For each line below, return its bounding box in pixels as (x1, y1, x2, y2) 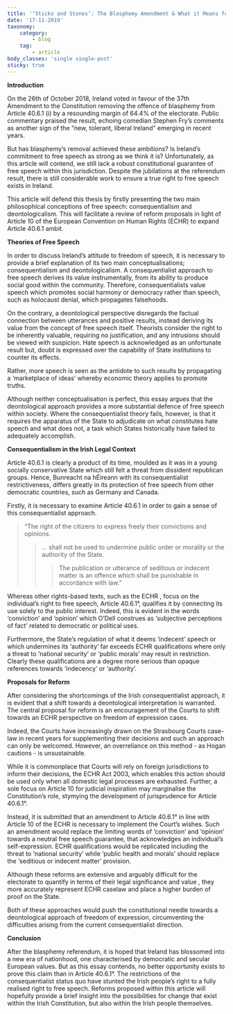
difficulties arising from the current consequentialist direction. (7, 920, 184, 929)
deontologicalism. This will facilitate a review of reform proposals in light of (7, 209, 222, 218)
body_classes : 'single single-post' (7, 55, 113, 62)
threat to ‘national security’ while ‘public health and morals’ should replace (7, 849, 220, 857)
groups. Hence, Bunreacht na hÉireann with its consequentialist (7, 473, 189, 481)
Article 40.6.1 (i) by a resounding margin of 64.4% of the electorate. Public (7, 109, 220, 117)
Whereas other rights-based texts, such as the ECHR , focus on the (7, 592, 200, 600)
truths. (7, 381, 26, 389)
